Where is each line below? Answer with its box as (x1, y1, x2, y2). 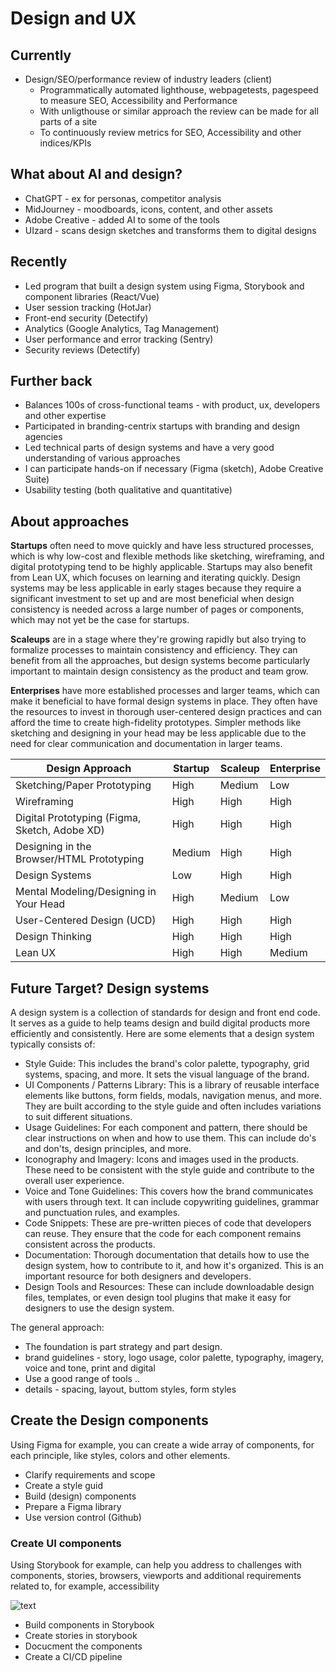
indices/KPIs (39, 137, 92, 149)
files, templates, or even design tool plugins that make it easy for (24, 1292, 292, 1304)
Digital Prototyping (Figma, (15, 811, 142, 825)
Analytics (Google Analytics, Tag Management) (24, 322, 220, 334)
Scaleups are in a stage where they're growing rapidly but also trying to (10, 633, 307, 646)
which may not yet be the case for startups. (10, 614, 190, 626)
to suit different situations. (24, 1111, 133, 1123)
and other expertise (24, 410, 107, 422)
